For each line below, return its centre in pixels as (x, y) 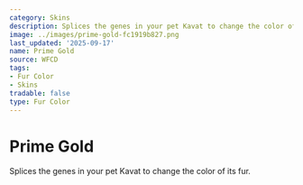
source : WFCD (34, 60)
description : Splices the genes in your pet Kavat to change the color (147, 26)
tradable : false (40, 93)
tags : (19, 69)
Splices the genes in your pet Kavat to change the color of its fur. (130, 171)
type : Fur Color (40, 102)
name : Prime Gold (42, 51)
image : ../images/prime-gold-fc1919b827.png (94, 34)
